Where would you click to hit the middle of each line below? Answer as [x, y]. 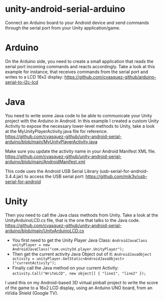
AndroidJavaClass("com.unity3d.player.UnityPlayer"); [68, 249]
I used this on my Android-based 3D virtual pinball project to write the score [82, 282]
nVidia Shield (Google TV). [32, 293]
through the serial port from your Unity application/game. [63, 27]
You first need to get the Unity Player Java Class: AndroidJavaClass [80, 240]
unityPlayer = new [31, 245]
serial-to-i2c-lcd [22, 82]
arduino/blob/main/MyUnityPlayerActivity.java [51, 141]
